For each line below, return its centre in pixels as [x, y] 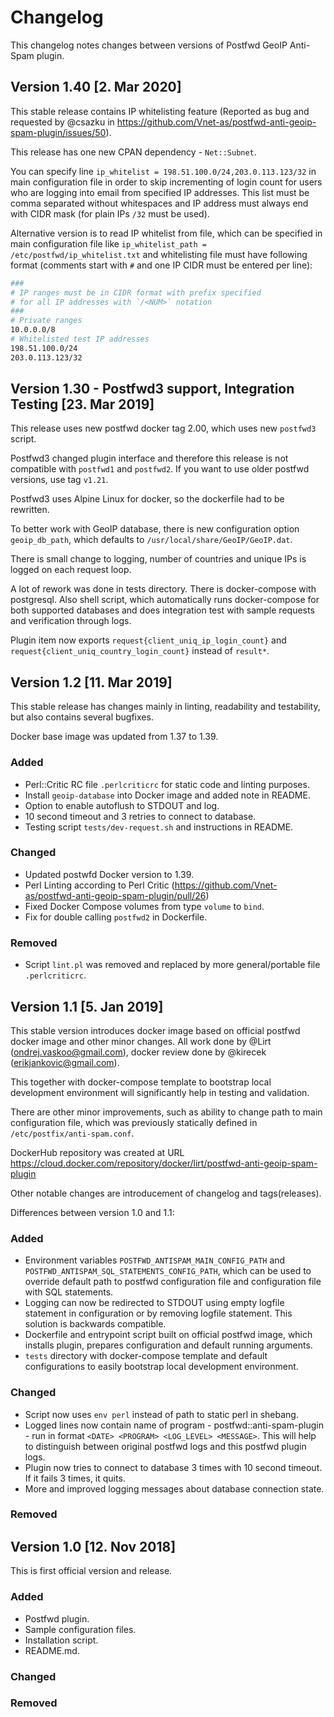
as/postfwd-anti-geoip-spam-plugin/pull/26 [115, 895]
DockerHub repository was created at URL [97, 1152]
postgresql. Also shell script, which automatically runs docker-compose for [165, 600]
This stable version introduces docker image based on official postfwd [155, 1030]
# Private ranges [46, 321]
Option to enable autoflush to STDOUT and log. [122, 805]
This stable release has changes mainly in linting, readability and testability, [165, 707]
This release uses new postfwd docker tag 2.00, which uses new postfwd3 [163, 428]
